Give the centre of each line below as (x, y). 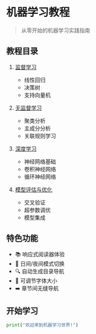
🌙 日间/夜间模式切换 (40, 263)
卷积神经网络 (40, 169)
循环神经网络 (40, 177)
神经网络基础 (40, 162)
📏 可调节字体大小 (36, 280)
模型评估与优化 (34, 189)
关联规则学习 (40, 136)
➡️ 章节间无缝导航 (37, 288)
